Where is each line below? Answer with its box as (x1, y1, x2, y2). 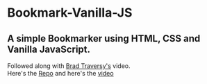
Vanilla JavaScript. (7, 43, 91, 55)
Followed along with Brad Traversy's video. (7, 62, 131, 70)
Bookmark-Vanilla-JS (7, 5, 133, 21)
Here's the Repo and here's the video (7, 69, 114, 77)
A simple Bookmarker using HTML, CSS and (7, 33, 201, 44)
